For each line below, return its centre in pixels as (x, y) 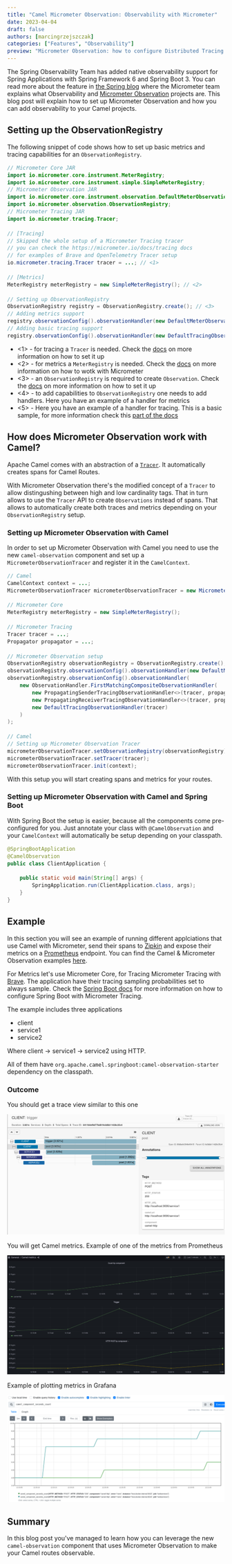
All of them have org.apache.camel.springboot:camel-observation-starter (113, 1064)
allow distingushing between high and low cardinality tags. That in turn (108, 492)
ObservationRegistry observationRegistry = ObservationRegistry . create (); (117, 664)
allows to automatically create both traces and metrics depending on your (112, 507)
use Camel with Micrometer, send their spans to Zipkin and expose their (109, 946)
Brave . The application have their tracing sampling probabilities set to (106, 981)
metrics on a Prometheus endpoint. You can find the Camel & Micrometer (111, 953)
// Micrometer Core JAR (41, 168)
